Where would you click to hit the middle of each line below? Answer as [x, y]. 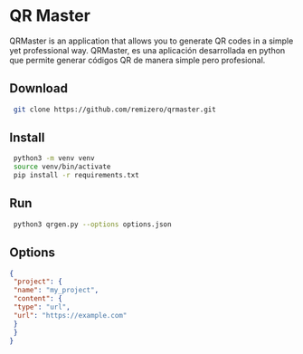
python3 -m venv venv [54, 158]
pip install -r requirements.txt [76, 176]
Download [38, 88]
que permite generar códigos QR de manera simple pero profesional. [137, 60]
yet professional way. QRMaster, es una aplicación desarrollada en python [147, 50]
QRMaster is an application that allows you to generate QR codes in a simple [151, 41]
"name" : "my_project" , [56, 291]
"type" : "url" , [42, 307]
